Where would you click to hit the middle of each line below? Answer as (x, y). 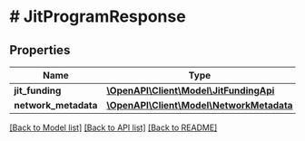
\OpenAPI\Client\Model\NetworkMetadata (200, 105)
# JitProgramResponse (98, 17)
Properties (40, 50)
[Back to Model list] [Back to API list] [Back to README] (113, 127)
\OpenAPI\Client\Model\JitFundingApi (191, 90)
